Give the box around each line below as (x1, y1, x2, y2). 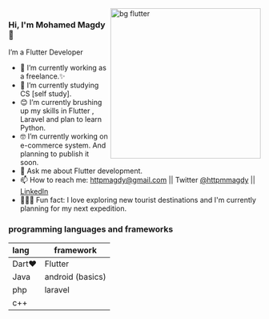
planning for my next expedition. (19, 204, 126, 213)
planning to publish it (19, 149, 90, 159)
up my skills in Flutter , (19, 106, 94, 115)
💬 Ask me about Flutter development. (19, 166, 143, 176)
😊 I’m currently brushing (19, 98, 102, 107)
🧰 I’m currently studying (19, 80, 99, 91)
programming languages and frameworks (8, 224, 174, 235)
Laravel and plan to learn (19, 115, 102, 124)
